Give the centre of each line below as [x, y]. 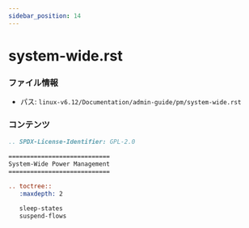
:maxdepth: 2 [41, 194]
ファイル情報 [34, 82]
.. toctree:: [30, 186]
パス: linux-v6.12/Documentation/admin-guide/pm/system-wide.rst [131, 102]
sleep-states [41, 208]
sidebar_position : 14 [45, 16]
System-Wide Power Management [59, 164]
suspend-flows [43, 216]
